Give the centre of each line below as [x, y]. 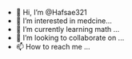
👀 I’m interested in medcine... [64, 21]
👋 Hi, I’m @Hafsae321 [51, 12]
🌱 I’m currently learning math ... [68, 29]
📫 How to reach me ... [53, 47]
